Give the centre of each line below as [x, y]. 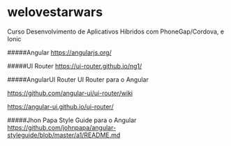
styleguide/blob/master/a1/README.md [64, 135]
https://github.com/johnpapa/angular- [62, 127]
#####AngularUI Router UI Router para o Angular [78, 79]
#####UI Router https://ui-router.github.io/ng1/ [75, 66]
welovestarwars [55, 12]
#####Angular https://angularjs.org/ [59, 52]
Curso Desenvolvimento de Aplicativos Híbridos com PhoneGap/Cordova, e [116, 31]
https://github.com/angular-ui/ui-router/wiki [70, 93]
